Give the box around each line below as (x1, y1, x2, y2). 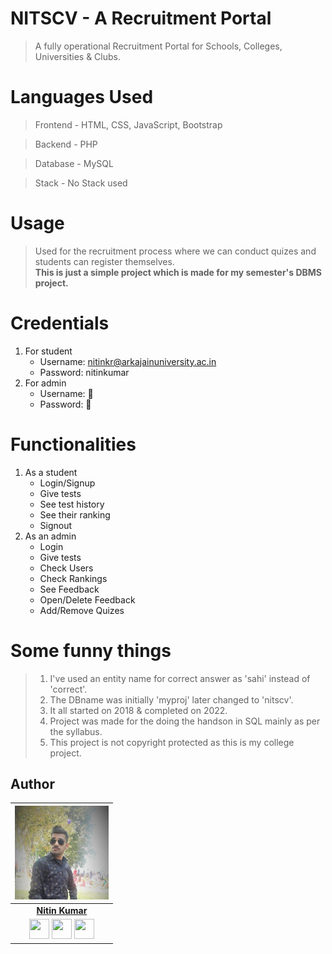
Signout (39, 519, 73, 531)
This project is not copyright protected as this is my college (49, 736, 295, 748)
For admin (24, 377, 67, 389)
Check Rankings (39, 572, 108, 584)
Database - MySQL (34, 157, 114, 169)
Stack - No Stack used (34, 177, 128, 189)
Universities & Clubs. (34, 50, 121, 62)
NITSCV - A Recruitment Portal (10, 7, 272, 30)
